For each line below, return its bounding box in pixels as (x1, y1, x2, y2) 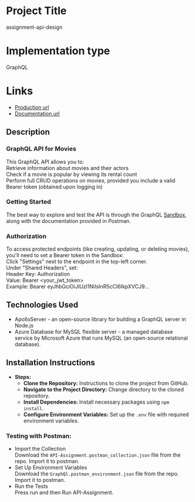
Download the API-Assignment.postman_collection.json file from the (14, 451, 181, 458)
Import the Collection (14, 446, 66, 453)
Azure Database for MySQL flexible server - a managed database (14, 328, 173, 335)
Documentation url (14, 110, 60, 117)
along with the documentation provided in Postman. (6, 217, 131, 224)
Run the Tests (14, 483, 48, 490)
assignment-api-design (6, 24, 63, 31)
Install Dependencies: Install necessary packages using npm (23, 398, 170, 405)
